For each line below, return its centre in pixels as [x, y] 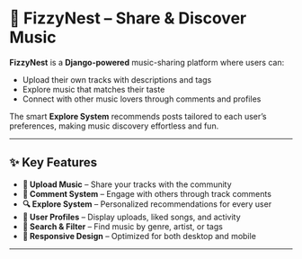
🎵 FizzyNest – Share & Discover [128, 18]
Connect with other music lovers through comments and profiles [142, 99]
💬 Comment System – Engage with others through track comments [147, 193]
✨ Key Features [53, 162]
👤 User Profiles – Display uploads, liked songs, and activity [131, 217]
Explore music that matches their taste [93, 89]
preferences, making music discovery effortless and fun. [114, 126]
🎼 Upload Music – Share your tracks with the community [127, 184]
